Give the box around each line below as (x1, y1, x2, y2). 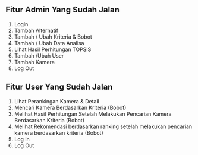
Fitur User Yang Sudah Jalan (5, 82, 113, 92)
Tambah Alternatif (14, 27, 59, 34)
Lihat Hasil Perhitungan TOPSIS (14, 46, 92, 53)
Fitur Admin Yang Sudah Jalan (5, 5, 120, 15)
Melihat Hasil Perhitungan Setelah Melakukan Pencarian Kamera (14, 110, 172, 118)
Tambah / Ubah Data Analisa (14, 39, 84, 46)
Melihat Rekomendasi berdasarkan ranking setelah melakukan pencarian (14, 123, 193, 130)
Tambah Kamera (14, 58, 55, 65)
